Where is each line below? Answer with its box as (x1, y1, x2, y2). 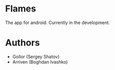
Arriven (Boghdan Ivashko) (12, 58, 68, 65)
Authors (5, 37, 40, 48)
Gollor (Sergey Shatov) (12, 53, 60, 59)
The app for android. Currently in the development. (5, 19, 110, 25)
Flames (5, 3, 36, 14)
